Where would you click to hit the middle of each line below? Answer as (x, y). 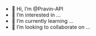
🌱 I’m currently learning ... (42, 21)
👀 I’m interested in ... (36, 15)
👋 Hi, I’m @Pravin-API (38, 9)
